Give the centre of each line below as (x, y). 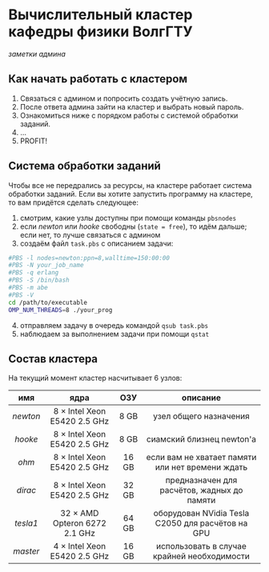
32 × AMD (79, 514)
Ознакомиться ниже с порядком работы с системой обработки (129, 115)
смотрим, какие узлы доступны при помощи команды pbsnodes (128, 218)
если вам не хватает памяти (201, 458)
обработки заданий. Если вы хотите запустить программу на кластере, (131, 194)
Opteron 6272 (79, 523)
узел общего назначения (201, 416)
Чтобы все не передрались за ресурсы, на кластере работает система (130, 185)
